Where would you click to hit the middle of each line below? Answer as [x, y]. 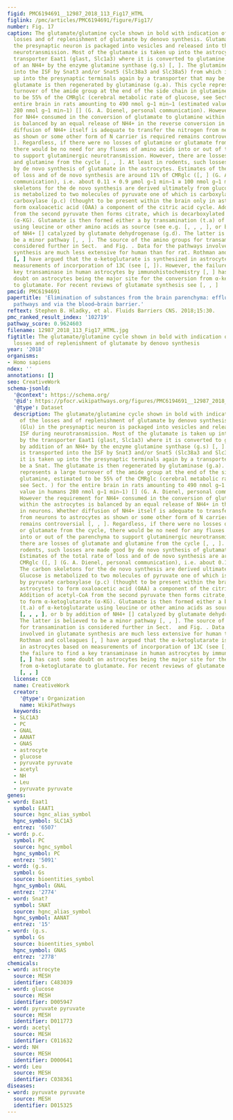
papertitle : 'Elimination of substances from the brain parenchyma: [108, 298]
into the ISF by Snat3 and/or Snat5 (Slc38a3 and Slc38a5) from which [118, 72]
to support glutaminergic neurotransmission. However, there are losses [121, 156]
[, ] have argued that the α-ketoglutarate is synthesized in [105, 259]
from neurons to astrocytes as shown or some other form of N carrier [124, 518]
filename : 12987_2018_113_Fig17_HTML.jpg [68, 330]
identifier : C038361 [43, 1080]
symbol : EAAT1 [34, 808]
